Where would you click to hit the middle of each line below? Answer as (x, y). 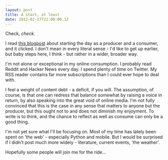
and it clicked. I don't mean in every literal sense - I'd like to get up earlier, (82, 49)
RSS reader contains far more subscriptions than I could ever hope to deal (82, 75)
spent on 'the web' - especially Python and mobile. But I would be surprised (84, 137)
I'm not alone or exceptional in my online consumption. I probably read (78, 64)
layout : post (19, 10)
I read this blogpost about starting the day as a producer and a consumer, (82, 43)
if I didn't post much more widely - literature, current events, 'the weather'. (83, 142)
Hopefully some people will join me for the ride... (56, 152)
